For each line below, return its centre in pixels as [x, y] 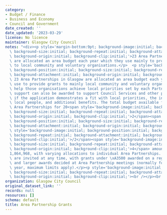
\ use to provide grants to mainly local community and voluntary [80, 84]
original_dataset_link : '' [33, 186]
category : [15, 10]
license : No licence [27, 38]
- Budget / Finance [25, 14]
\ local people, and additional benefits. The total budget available [84, 103]
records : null [20, 191]
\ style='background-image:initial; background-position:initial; [80, 130]
